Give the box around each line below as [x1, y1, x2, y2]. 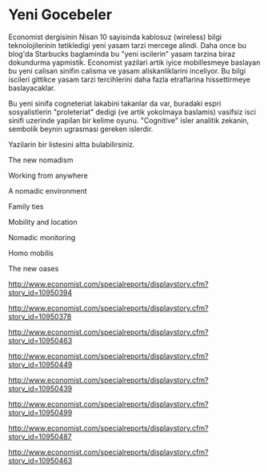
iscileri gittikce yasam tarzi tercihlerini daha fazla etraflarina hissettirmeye [8, 74, 250, 84]
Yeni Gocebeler [8, 6, 113, 24]
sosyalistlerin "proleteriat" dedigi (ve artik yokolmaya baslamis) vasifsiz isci [8, 106, 256, 117]
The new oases [8, 263, 59, 273]
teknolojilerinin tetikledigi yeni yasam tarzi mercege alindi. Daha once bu [8, 40, 246, 50]
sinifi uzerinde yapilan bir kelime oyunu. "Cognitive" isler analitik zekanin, [8, 115, 250, 125]
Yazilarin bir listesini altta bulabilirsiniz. [8, 139, 135, 149]
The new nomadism [8, 154, 74, 165]
